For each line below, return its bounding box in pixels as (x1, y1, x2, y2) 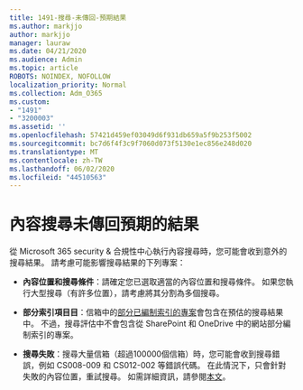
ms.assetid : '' (9, 123, 67, 132)
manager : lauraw (9, 38, 70, 48)
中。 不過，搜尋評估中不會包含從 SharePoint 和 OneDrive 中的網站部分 (22, 318, 284, 330)
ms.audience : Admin (9, 55, 83, 64)
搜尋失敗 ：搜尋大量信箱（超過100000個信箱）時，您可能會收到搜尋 (22, 348, 272, 359)
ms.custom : (9, 97, 50, 107)
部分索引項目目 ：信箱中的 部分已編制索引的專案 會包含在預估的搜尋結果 (22, 307, 284, 318)
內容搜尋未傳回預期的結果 (9, 214, 200, 235)
